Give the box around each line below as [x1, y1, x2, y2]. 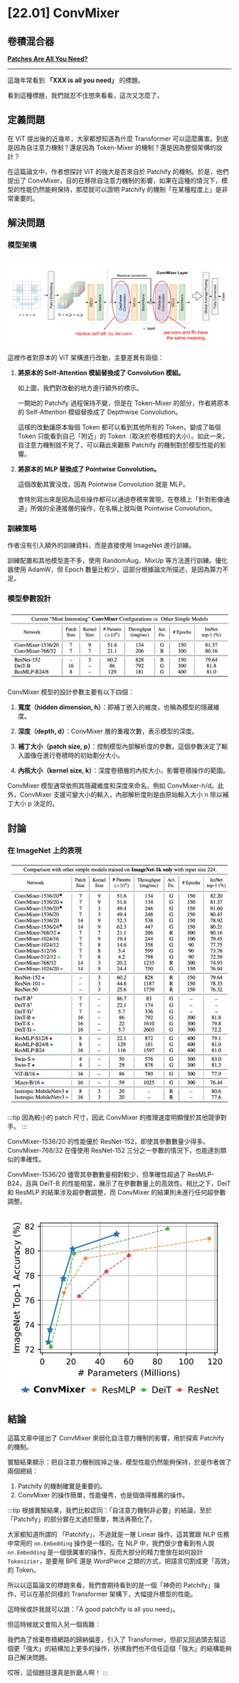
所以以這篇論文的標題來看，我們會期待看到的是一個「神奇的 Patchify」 [7, 1580, 214, 1589]
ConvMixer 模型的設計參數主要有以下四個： [7, 688, 135, 696]
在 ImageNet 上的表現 [7, 845, 82, 855]
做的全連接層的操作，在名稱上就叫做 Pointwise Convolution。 [36, 504, 216, 513]
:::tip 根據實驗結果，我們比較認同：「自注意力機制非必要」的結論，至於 [7, 1505, 212, 1514]
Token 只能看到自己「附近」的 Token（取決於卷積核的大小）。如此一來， [17, 432, 229, 440]
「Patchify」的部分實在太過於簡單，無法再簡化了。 [7, 1515, 156, 1523]
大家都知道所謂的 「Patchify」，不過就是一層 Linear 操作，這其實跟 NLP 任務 [7, 1530, 230, 1538]
